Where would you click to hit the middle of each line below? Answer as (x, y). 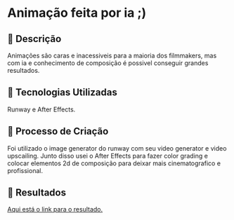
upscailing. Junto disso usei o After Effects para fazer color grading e (108, 156)
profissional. (25, 170)
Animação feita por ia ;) (77, 13)
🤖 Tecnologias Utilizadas (62, 92)
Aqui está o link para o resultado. (55, 209)
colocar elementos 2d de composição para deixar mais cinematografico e (114, 163)
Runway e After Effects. (41, 109)
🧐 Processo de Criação (58, 131)
